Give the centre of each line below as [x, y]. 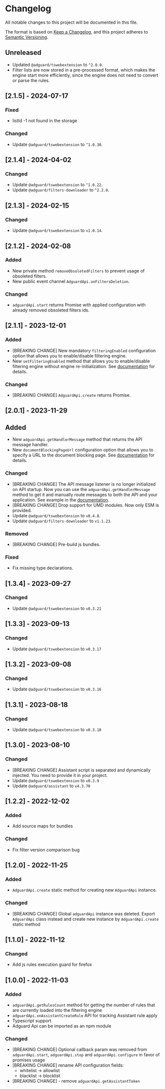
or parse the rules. [31, 80]
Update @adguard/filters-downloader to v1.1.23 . [62, 521]
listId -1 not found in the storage [45, 121]
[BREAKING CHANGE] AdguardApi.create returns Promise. [71, 395]
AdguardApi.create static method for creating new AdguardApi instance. [84, 890]
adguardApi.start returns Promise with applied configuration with [79, 305]
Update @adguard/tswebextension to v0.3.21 [57, 608]
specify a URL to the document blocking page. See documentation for [83, 455]
